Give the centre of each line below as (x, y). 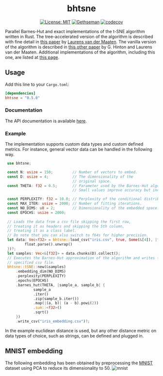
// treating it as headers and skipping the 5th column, (66, 226)
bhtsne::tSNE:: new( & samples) (37, 267)
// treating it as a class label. (42, 231)
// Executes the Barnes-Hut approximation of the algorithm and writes (81, 258)
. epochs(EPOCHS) (32, 281)
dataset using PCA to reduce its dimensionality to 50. (58, 368)
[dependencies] (20, 93)
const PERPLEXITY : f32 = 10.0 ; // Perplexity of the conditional (74, 199)
